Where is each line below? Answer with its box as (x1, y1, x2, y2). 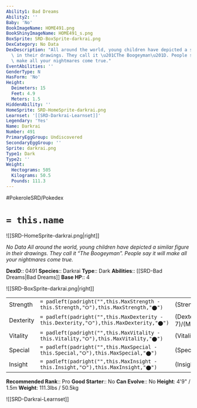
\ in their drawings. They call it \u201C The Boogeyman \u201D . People (11, 52, 188, 58)
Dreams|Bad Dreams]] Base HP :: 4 (6, 273, 90, 280)
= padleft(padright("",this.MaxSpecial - (40, 343, 157, 350)
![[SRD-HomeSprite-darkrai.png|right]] (6, 232, 100, 239)
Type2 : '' (6, 156, 30, 162)
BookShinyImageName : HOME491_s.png (6, 31, 93, 36)
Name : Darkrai (6, 123, 41, 129)
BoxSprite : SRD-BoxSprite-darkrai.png (6, 36, 101, 42)
